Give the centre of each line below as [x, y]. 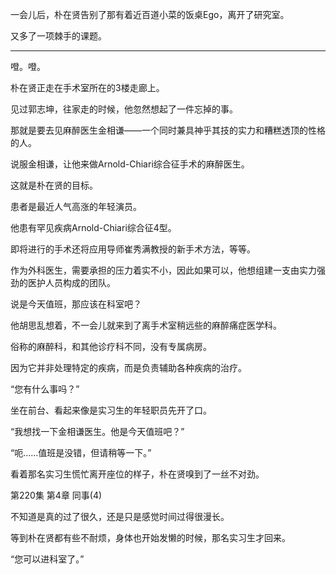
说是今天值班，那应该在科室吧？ [76, 304]
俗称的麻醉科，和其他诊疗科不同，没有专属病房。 [111, 346]
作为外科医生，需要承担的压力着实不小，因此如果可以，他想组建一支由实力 [163, 270]
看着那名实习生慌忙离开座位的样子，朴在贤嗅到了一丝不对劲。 [137, 474]
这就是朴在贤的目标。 [54, 185]
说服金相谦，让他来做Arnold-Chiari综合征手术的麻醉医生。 [130, 164]
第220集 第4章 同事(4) [56, 495]
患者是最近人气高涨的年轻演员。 [76, 206]
